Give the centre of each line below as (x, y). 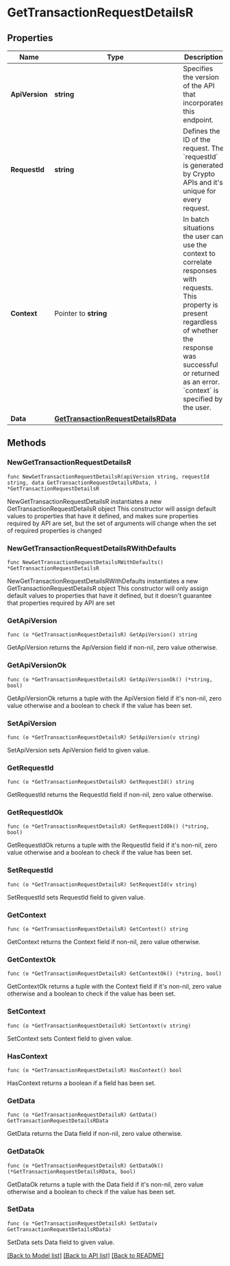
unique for (200, 191)
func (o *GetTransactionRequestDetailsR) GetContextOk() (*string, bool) (115, 974)
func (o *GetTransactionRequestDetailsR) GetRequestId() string (101, 782)
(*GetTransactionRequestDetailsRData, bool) (72, 1172)
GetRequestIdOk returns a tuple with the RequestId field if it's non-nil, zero (112, 845)
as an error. (202, 382)
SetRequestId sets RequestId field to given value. (76, 897)
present (195, 313)
